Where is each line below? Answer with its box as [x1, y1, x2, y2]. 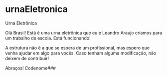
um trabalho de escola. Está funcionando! [5, 35, 91, 41]
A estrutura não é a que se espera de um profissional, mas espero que [5, 44, 150, 50]
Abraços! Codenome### [5, 65, 56, 71]
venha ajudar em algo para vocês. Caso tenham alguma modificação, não [5, 50, 157, 56]
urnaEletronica [5, 3, 68, 15]
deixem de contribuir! [5, 55, 49, 61]
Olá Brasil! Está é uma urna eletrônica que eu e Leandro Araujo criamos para [5, 29, 163, 35]
